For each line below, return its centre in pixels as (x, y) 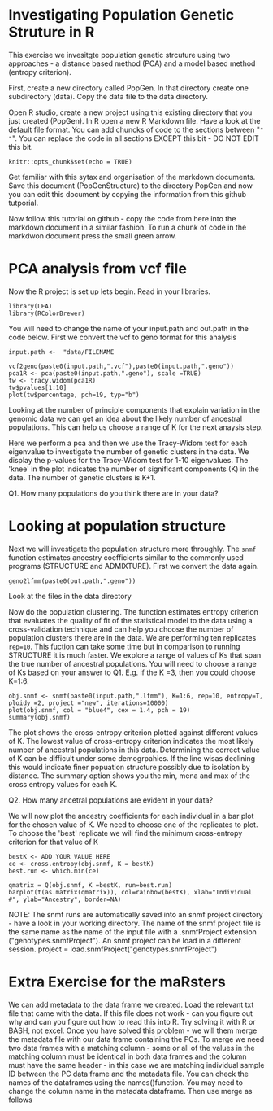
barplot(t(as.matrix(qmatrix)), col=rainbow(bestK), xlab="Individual (130, 892)
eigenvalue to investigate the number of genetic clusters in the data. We (129, 451)
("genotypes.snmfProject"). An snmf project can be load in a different (125, 940)
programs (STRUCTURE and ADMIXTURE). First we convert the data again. (134, 566)
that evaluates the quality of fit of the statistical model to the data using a (131, 620)
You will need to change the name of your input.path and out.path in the (129, 328)
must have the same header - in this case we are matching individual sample (136, 1065)
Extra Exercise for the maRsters (117, 982)
